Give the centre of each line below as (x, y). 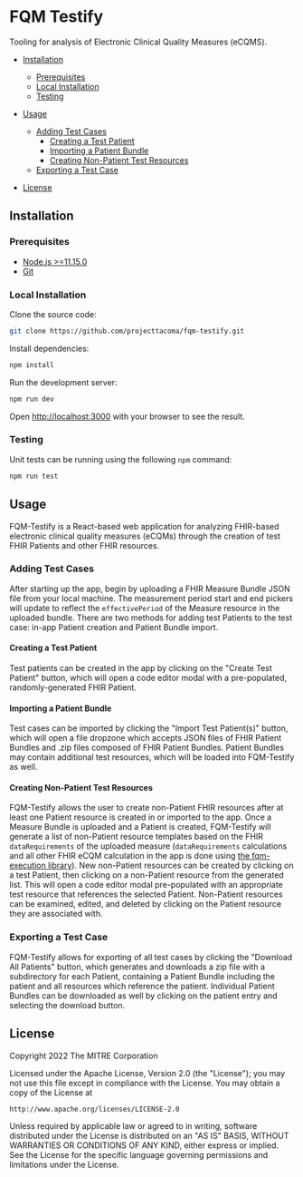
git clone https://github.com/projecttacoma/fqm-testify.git (127, 331)
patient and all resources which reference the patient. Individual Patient (142, 986)
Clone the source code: (53, 314)
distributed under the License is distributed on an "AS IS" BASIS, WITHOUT (149, 1136)
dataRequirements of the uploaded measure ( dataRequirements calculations (148, 846)
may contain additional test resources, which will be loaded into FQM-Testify (152, 757)
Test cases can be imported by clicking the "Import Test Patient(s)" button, (149, 728)
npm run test (34, 476)
